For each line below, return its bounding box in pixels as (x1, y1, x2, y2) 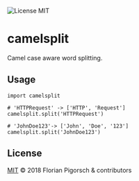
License (7, 148, 42, 160)
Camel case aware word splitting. (7, 53, 103, 62)
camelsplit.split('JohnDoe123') (7, 128, 101, 135)
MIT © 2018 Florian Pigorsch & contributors (7, 166, 132, 174)
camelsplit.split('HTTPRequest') (7, 110, 104, 117)
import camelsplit (7, 92, 60, 99)
